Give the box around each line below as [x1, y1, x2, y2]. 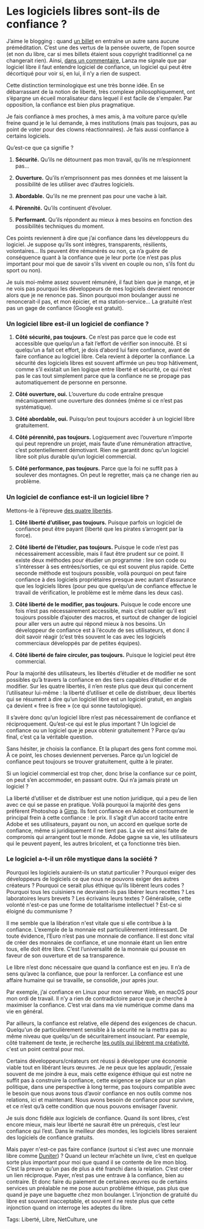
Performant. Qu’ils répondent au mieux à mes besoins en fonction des [15, 216, 193, 223]
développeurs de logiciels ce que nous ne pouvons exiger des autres [6, 875, 180, 882]
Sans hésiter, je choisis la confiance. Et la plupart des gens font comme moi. [6, 745, 198, 752]
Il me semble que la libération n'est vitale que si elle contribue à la [6, 919, 172, 927]
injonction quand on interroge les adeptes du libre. [6, 1203, 133, 1211]
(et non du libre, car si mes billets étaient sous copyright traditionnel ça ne [6, 50, 192, 57]
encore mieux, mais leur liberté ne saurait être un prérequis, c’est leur [6, 1121, 181, 1128]
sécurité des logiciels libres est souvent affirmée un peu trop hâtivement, [15, 359, 199, 367]
